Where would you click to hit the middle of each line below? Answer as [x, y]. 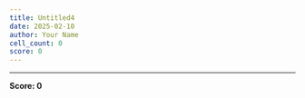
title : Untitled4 [42, 18]
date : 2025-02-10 [42, 26]
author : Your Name [44, 34]
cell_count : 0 [36, 43]
